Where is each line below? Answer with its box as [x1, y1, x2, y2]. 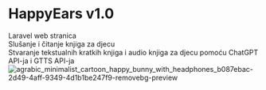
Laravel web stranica [8, 31, 77, 40]
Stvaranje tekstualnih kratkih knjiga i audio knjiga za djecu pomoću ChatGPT [8, 47, 259, 57]
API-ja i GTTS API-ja [8, 56, 75, 66]
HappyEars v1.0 [8, 5, 115, 23]
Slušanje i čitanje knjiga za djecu [8, 39, 115, 48]
